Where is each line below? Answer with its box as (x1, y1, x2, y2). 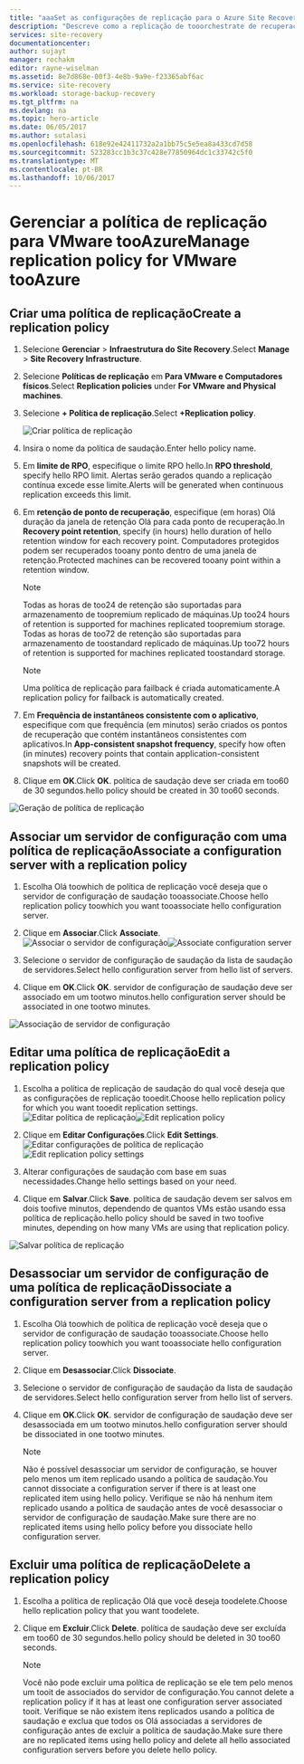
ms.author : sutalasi (9, 131, 88, 140)
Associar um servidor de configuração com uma (9, 829, 288, 844)
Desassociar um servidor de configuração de (9, 1266, 270, 1282)
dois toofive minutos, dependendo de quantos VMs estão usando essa (22, 1203, 287, 1214)
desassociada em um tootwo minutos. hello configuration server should (22, 1418, 288, 1430)
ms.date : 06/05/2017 (9, 123, 88, 132)
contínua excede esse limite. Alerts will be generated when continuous (22, 480, 284, 491)
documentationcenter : (9, 38, 91, 48)
